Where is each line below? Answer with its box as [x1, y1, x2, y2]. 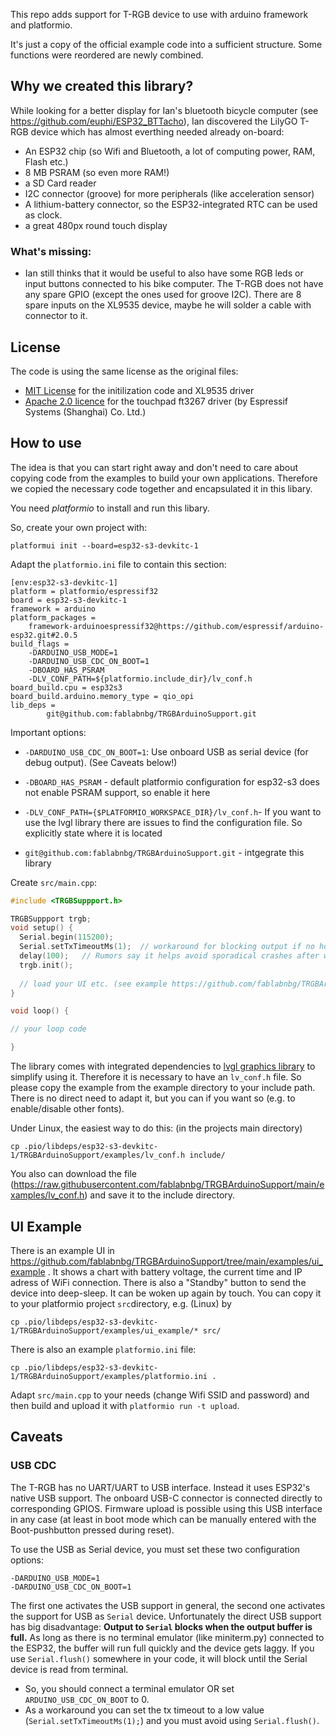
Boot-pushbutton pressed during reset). [10, 1524, 175, 1536]
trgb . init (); [19, 960, 74, 970]
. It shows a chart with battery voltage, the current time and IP [47, 1265, 303, 1278]
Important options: [10, 726, 87, 738]
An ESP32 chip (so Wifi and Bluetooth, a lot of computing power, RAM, [24, 145, 316, 157]
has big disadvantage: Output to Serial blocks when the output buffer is [10, 1620, 313, 1633]
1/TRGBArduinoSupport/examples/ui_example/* [10, 1325, 199, 1336]
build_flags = [10, 639, 70, 649]
